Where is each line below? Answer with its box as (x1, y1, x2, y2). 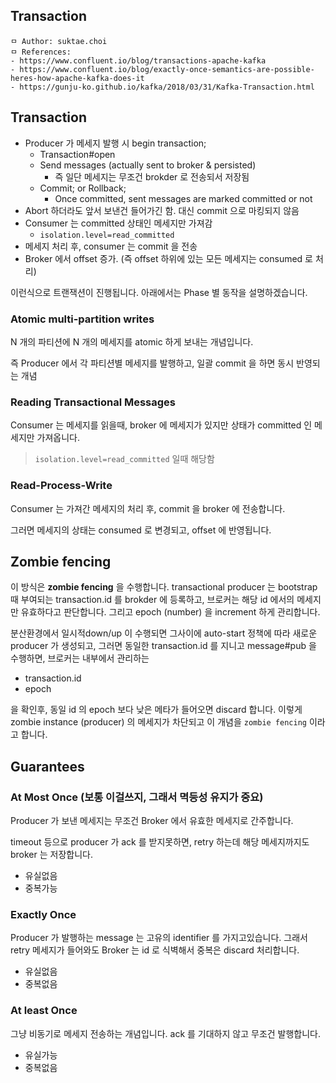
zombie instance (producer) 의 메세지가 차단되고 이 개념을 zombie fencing (10, 716, 307, 728)
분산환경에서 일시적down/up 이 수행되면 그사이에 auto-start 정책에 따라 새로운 (10, 627, 318, 639)
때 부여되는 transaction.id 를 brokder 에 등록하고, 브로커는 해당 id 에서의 (10, 594, 295, 606)
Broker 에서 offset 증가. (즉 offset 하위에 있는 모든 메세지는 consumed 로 (24, 252, 313, 264)
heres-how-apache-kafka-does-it (10, 73, 145, 83)
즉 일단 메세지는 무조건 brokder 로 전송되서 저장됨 (54, 170, 250, 183)
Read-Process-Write (10, 479, 113, 493)
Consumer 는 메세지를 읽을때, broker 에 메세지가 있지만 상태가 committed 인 (10, 419, 313, 431)
